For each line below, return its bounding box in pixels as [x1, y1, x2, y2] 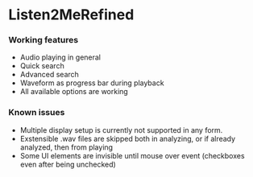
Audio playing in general [19, 52, 102, 62]
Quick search [19, 61, 64, 71]
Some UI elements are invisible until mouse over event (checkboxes [19, 150, 245, 160]
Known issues [8, 107, 65, 118]
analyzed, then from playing [19, 142, 114, 152]
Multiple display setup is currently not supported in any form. [19, 125, 223, 134]
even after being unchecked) [19, 159, 117, 169]
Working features [8, 35, 79, 46]
